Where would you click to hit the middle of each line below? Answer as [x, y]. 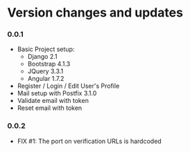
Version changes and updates [95, 13]
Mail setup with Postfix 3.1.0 [57, 93]
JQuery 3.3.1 [45, 71]
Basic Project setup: [46, 49]
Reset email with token [50, 108]
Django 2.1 [42, 57]
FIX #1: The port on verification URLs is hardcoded [89, 141]
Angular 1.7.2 [46, 79]
